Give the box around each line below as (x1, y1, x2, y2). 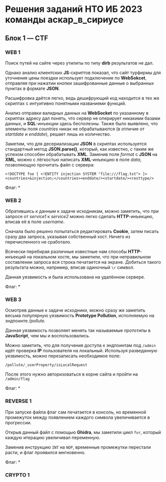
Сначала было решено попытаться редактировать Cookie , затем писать (5, 229, 159, 235)
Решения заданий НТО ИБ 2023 (5, 3, 143, 15)
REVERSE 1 (5, 398, 32, 404)
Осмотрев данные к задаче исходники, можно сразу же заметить (5, 307, 146, 314)
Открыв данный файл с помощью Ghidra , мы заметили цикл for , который (5, 429, 161, 435)
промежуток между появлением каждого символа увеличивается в (5, 414, 150, 420)
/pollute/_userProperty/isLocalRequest (5, 363, 88, 368)
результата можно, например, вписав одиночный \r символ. (5, 264, 135, 270)
